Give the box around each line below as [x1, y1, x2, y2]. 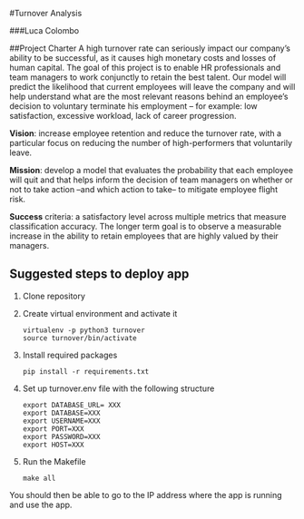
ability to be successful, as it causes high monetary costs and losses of [9, 53, 277, 63]
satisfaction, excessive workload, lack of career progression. [9, 111, 237, 121]
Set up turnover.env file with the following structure [22, 383, 215, 394]
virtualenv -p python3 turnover [22, 326, 145, 335]
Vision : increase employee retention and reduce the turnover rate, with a [9, 128, 282, 139]
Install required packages [22, 349, 118, 360]
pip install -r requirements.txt [22, 367, 150, 376]
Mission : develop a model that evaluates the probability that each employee [9, 165, 293, 175]
